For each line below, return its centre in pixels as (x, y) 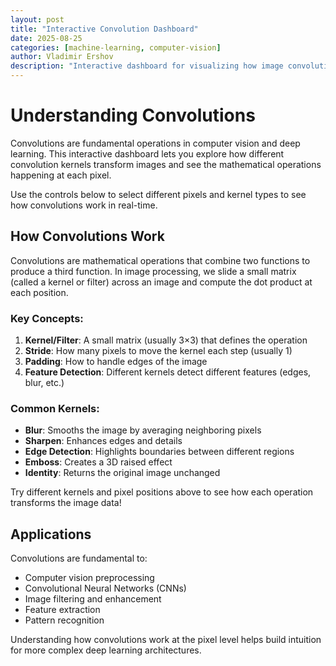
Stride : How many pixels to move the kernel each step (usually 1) (158, 351)
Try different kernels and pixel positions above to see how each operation (162, 492)
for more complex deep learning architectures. (106, 650)
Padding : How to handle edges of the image (116, 362)
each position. (39, 292)
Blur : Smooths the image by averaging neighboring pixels (143, 430)
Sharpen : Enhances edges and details (103, 441)
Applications (51, 534)
